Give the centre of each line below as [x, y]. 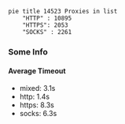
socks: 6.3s [38, 114]
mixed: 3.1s [37, 88]
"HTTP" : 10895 [47, 18]
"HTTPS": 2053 [45, 25]
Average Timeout [37, 70]
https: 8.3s [37, 105]
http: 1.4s [34, 97]
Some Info [28, 51]
